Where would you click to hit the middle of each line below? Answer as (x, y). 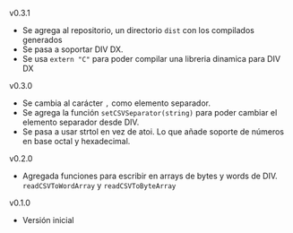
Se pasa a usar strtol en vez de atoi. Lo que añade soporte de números (153, 132)
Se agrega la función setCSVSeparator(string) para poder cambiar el (150, 112)
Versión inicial (48, 220)
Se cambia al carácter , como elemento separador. (116, 103)
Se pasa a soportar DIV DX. (73, 49)
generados (42, 40)
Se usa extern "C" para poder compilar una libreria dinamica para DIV (151, 59)
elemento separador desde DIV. (81, 122)
